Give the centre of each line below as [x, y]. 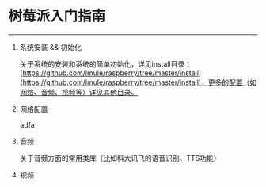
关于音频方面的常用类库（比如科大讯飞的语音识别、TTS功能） [120, 158]
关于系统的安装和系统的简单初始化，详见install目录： [106, 63]
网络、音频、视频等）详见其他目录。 [79, 92]
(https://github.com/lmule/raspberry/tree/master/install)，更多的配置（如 [138, 82]
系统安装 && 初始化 [50, 47]
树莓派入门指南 [57, 16]
